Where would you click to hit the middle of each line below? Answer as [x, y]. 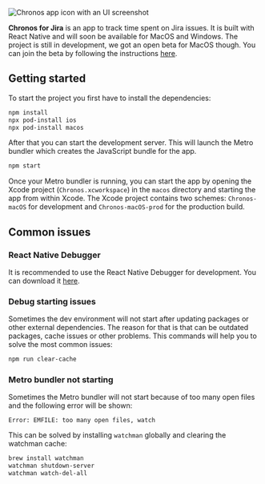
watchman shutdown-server [51, 466]
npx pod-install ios [43, 120]
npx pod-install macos [46, 127]
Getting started [47, 79]
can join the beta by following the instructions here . [93, 53]
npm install [28, 112]
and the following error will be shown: [70, 405]
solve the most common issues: [61, 345]
